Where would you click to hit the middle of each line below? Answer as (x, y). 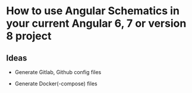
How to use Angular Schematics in (93, 11)
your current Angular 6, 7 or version (96, 23)
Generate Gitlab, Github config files (58, 72)
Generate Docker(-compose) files (56, 84)
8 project (29, 36)
